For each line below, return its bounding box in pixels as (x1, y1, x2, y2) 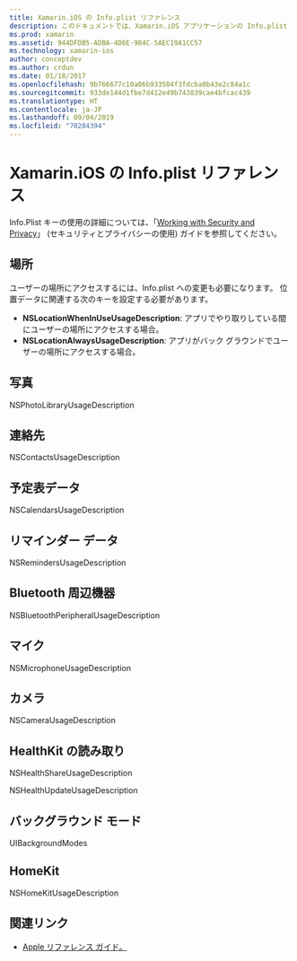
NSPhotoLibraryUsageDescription (9, 399, 135, 410)
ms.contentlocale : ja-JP (9, 105, 102, 114)
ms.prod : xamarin (9, 30, 74, 39)
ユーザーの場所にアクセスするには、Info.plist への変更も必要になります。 (9, 282, 278, 293)
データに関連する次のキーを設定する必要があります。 (16, 293, 214, 304)
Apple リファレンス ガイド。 (22, 941, 127, 952)
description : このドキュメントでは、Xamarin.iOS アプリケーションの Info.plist (9, 22, 288, 31)
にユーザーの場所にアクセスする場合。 (22, 324, 164, 335)
